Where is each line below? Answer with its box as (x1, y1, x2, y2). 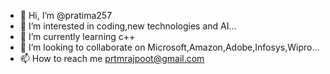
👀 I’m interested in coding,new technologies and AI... (19, 20, 237, 32)
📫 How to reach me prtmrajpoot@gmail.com (19, 53, 205, 64)
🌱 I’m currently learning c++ (19, 31, 136, 42)
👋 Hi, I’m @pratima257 (19, 10, 113, 21)
